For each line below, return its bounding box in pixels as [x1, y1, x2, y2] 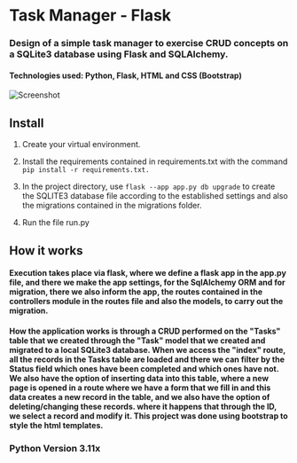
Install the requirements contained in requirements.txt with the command [21, 156, 288, 167]
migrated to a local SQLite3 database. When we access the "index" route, [9, 344, 286, 355]
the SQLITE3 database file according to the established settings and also [21, 191, 288, 201]
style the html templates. [9, 420, 104, 430]
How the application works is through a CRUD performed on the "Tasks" [9, 326, 281, 336]
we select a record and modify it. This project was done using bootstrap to [9, 410, 288, 421]
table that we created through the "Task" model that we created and [9, 334, 266, 346]
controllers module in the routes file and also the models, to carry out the [9, 296, 284, 307]
